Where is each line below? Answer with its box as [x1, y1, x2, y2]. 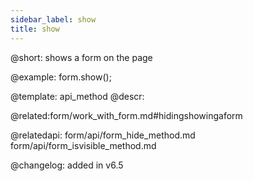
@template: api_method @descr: [10, 90, 145, 102]
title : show [10, 24, 60, 34]
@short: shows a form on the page [10, 51, 153, 63]
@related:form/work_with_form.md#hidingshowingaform [10, 109, 243, 121]
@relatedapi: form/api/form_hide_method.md [10, 129, 196, 141]
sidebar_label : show [10, 14, 97, 25]
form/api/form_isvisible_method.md [10, 139, 157, 151]
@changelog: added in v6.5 [10, 159, 124, 171]
